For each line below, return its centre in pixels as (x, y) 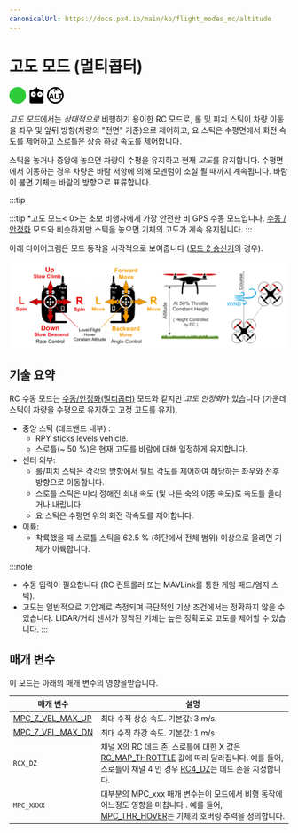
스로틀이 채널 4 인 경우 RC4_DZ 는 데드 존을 (176, 768)
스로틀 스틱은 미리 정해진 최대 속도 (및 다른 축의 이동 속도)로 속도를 (150, 493)
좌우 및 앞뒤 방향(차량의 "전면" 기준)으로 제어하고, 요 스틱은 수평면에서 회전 (148, 130)
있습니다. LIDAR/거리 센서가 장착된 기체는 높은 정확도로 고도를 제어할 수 (145, 617)
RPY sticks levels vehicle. (82, 438)
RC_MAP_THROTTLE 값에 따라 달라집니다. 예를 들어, (192, 758)
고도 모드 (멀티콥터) (76, 66)
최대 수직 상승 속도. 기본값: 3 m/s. (159, 719)
